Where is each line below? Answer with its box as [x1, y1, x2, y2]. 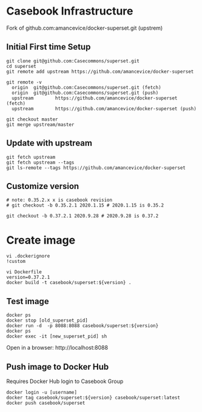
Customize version [6, 181, 79, 191]
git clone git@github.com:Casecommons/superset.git [6, 58, 140, 64]
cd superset [6, 63, 36, 69]
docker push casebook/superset [6, 400, 86, 406]
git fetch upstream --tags [6, 159, 75, 165]
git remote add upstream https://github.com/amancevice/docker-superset [6, 68, 194, 75]
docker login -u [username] [6, 389, 78, 395]
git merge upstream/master [6, 121, 75, 128]
